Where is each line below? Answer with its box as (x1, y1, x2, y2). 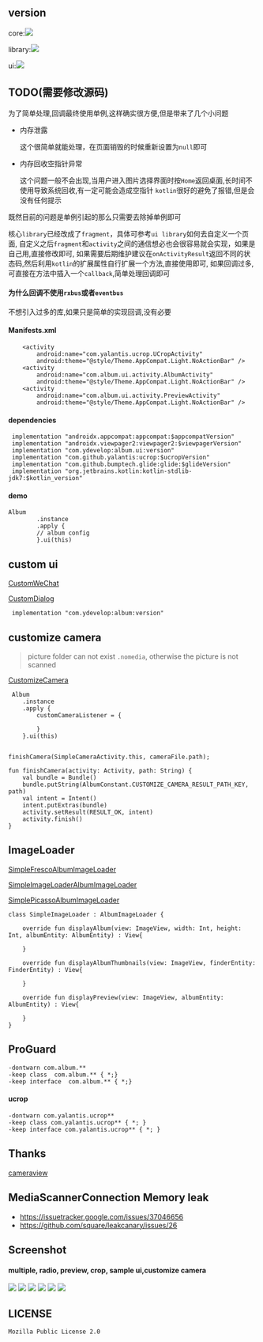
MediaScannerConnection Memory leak (8, 1191, 209, 1204)
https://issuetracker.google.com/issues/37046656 (19, 1212, 184, 1221)
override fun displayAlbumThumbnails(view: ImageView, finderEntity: (22, 958, 257, 967)
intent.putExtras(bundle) (22, 802, 108, 810)
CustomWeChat (8, 579, 59, 588)
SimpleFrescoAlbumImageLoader (8, 864, 117, 874)
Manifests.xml (8, 326, 57, 335)
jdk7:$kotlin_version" (8, 474, 83, 482)
